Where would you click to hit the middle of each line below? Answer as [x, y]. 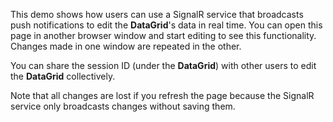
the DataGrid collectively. [63, 76]
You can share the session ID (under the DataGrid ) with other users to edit [163, 65]
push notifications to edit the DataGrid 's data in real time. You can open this [166, 25]
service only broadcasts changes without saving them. [123, 106]
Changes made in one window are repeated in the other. [126, 46]
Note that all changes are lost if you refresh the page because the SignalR [162, 95]
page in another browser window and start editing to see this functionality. [163, 35]
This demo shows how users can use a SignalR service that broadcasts [157, 14]
